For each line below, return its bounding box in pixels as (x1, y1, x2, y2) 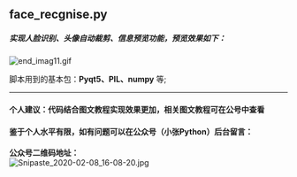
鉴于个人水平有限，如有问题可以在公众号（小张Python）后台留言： (9, 126, 254, 136)
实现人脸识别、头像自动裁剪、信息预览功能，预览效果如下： (9, 33, 226, 43)
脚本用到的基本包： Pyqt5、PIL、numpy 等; (9, 74, 167, 85)
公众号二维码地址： (9, 148, 80, 158)
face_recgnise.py (9, 7, 108, 22)
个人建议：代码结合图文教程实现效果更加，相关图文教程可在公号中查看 (9, 104, 265, 114)
